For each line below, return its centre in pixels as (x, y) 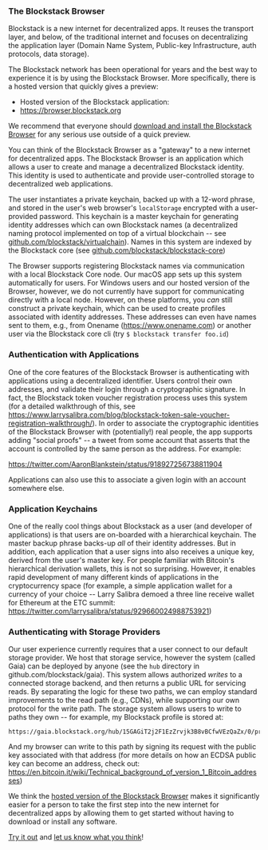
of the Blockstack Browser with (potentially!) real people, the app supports (130, 431)
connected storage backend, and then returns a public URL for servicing (127, 683)
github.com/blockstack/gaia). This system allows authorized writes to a (126, 675)
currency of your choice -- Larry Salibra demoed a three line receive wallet (132, 594)
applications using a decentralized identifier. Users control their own (120, 381)
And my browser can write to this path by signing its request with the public (132, 747)
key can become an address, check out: (74, 764)
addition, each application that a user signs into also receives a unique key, (132, 551)
